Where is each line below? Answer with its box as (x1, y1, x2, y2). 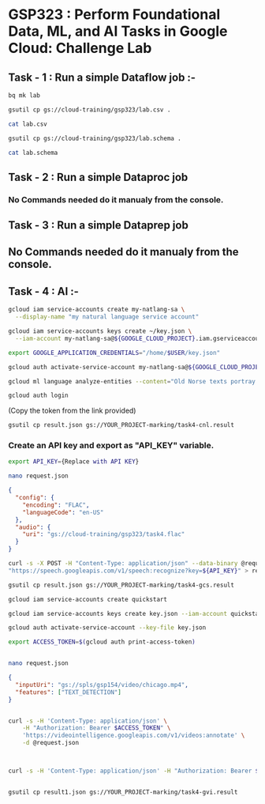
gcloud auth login (8, 391, 69, 400)
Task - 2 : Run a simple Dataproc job (8, 170, 188, 183)
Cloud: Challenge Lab (8, 40, 152, 57)
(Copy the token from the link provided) (8, 406, 136, 416)
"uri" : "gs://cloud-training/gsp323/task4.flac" (22, 530, 185, 538)
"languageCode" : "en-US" (22, 508, 104, 516)
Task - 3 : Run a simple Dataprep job (8, 219, 189, 232)
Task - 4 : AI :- (8, 285, 79, 298)
